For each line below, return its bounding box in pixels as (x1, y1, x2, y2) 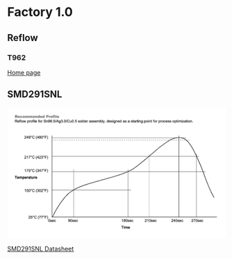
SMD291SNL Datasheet (7, 244, 74, 253)
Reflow (7, 32, 38, 44)
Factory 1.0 (7, 4, 73, 20)
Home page (7, 68, 41, 76)
